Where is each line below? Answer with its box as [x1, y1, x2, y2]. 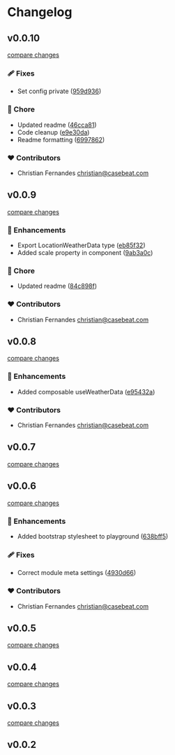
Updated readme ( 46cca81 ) [17, 120, 97, 129]
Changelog [7, 4, 73, 20]
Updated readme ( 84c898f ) [17, 282, 98, 291]
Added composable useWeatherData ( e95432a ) [17, 387, 155, 396]
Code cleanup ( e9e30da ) [17, 127, 90, 137]
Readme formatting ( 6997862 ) [17, 135, 105, 144]
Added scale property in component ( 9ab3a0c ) [17, 249, 153, 256]
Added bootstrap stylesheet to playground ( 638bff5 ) [17, 532, 169, 540]
